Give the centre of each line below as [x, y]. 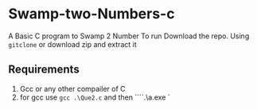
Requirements [44, 70]
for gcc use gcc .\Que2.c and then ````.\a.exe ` [95, 97]
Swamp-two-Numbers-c [92, 14]
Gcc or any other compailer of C [72, 88]
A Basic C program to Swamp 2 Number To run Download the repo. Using [129, 36]
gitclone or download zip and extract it [72, 44]
